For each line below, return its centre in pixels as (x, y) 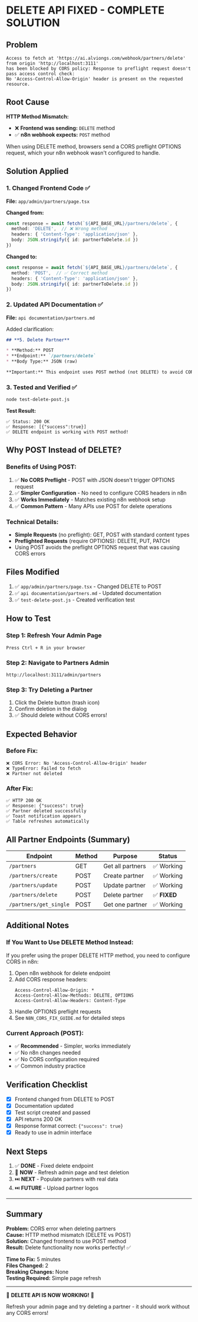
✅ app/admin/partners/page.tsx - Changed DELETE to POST (88, 586)
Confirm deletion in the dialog (51, 709)
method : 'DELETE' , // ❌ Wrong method (59, 229)
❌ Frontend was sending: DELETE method (65, 128)
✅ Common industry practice (50, 1066)
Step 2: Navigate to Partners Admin (58, 662)
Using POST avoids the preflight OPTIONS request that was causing (97, 547)
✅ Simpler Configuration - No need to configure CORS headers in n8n (100, 493)
